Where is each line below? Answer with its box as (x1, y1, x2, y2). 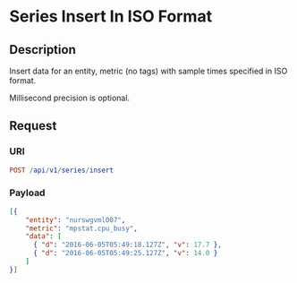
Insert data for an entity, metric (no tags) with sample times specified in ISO (9, 65, 288, 76)
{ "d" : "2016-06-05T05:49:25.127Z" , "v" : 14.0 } (32, 249, 218, 258)
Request (9, 118, 57, 133)
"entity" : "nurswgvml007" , (25, 215, 126, 225)
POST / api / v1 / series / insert (9, 166, 115, 175)
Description (9, 42, 76, 57)
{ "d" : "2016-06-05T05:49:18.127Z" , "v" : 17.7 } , (32, 240, 222, 250)
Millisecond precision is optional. (9, 92, 131, 103)
